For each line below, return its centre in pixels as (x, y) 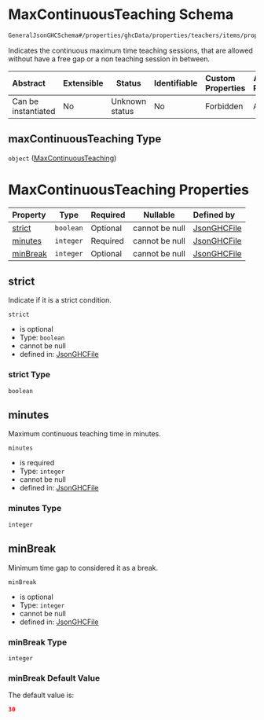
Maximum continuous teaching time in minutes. (84, 434)
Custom (220, 78)
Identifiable (176, 83)
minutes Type (35, 509)
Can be (26, 101)
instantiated (34, 111)
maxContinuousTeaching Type (85, 139)
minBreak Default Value (54, 678)
